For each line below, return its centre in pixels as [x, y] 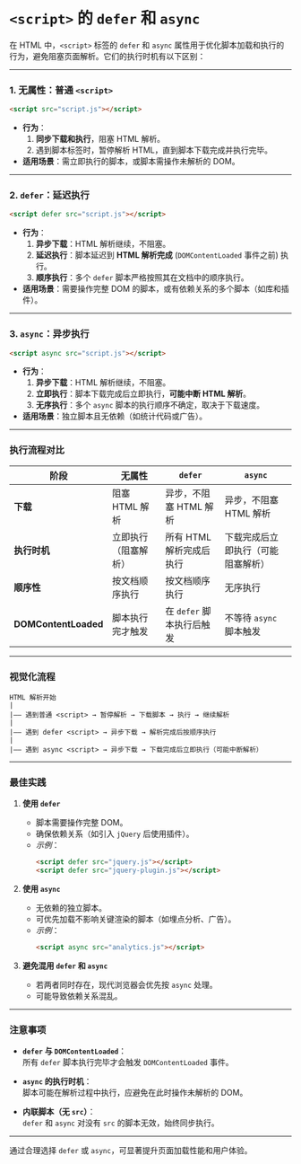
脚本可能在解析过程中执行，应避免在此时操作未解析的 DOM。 [135, 1093]
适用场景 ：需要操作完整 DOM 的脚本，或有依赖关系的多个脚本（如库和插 [155, 289]
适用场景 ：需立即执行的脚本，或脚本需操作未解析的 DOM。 [131, 162]
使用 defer [41, 804]
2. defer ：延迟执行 [49, 196]
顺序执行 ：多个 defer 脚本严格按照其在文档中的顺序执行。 [142, 278]
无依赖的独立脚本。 [71, 908]
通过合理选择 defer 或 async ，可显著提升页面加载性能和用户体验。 [131, 1151]
